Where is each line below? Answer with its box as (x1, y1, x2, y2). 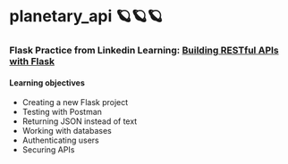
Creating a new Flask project (21, 97, 129, 108)
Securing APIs (21, 144, 75, 155)
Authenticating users (21, 135, 100, 146)
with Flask (9, 55, 55, 68)
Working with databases (21, 126, 112, 136)
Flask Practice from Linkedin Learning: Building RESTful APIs (9, 45, 279, 57)
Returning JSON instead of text (21, 116, 138, 127)
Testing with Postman (21, 107, 103, 118)
